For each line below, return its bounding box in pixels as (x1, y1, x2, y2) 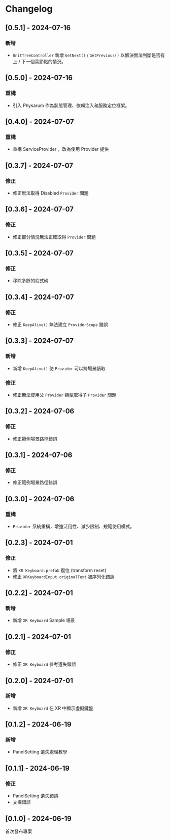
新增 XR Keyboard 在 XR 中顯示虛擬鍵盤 (12, 705, 93, 711)
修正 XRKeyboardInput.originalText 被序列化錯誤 (12, 574, 115, 580)
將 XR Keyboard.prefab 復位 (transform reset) (12, 567, 107, 573)
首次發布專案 (5, 828, 32, 834)
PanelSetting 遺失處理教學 (12, 749, 67, 755)
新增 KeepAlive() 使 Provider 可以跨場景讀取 (12, 365, 106, 371)
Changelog (5, 3, 53, 15)
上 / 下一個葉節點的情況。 (12, 58, 66, 64)
